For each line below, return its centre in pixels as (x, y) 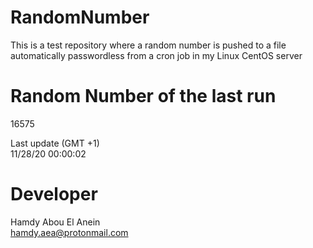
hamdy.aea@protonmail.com (69, 232)
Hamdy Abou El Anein (55, 222)
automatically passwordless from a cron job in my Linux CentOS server (156, 55)
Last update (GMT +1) (55, 143)
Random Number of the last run (143, 96)
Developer (54, 194)
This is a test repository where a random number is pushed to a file (148, 45)
